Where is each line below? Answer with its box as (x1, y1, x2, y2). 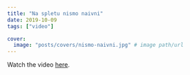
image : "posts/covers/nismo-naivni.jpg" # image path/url (13, 42, 184, 49)
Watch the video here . (7, 61, 70, 69)
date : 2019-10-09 (7, 17, 57, 23)
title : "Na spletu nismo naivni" (7, 10, 104, 17)
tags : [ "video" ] (7, 23, 54, 30)
